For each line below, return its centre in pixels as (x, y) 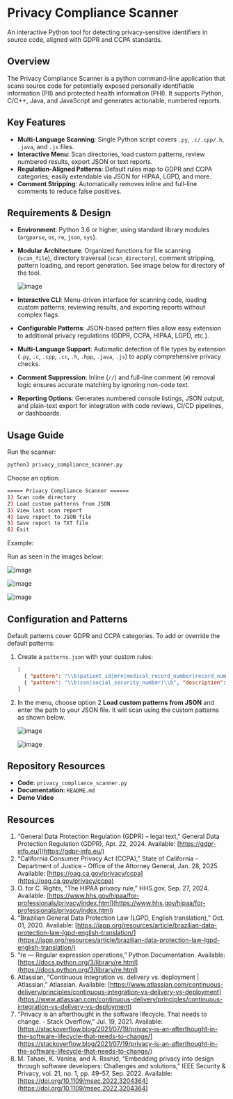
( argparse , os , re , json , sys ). (57, 237)
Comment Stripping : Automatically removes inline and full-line (107, 183)
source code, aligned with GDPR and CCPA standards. (85, 39)
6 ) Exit (18, 530)
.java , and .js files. (46, 146)
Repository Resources (56, 766)
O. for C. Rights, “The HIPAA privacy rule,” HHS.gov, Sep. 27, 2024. (113, 888)
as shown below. (41, 717)
